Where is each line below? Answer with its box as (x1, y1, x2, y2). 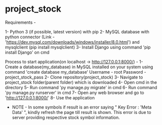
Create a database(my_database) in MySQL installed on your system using (5, 64, 153, 70)
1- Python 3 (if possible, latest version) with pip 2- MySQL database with (5, 29, 150, 34)
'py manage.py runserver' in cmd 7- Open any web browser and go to (5, 90, 144, 95)
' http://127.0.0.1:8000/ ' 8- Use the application (5, 94, 95, 100)
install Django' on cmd (5, 49, 50, 55)
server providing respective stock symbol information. (12, 114, 120, 120)
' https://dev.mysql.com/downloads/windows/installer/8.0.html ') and (5, 39, 140, 45)
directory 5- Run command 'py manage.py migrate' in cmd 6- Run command (5, 84, 157, 90)
